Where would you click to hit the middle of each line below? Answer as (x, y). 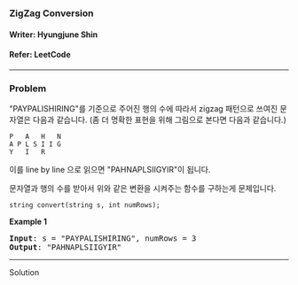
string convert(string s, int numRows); (85, 205)
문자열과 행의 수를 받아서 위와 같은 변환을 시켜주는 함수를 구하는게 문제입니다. (143, 189)
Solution (24, 273)
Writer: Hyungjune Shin (54, 35)
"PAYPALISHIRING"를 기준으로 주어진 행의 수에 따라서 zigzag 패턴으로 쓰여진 (143, 109)
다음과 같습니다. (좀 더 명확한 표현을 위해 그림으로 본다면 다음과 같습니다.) (159, 120)
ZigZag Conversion (51, 13)
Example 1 (28, 222)
